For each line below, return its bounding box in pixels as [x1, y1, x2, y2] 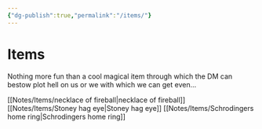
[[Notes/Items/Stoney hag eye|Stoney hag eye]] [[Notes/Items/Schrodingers [7, 103, 254, 112]
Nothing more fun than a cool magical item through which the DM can [7, 72, 233, 81]
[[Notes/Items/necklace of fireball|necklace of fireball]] [7, 95, 186, 105]
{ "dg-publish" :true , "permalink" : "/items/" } [7, 11, 152, 20]
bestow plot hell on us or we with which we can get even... [7, 79, 197, 89]
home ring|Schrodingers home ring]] [7, 112, 126, 121]
